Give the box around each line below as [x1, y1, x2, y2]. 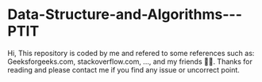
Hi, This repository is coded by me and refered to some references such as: [7, 48, 255, 58]
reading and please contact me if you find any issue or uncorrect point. [7, 65, 240, 74]
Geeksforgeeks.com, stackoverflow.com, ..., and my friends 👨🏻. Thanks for [7, 57, 253, 66]
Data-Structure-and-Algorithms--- [7, 6, 243, 24]
